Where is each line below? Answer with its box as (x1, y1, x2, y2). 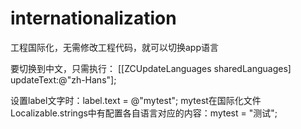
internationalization (10, 7, 177, 30)
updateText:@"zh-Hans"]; (10, 73, 117, 86)
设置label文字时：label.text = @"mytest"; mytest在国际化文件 (10, 94, 262, 106)
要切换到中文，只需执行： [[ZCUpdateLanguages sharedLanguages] (10, 62, 292, 74)
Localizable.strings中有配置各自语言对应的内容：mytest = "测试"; (10, 107, 278, 119)
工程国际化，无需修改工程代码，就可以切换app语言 (10, 41, 220, 53)
